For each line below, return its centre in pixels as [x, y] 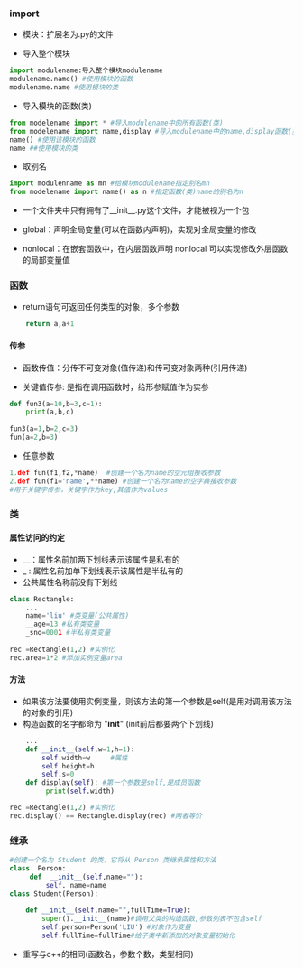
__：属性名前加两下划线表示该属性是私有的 [101, 559]
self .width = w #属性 [85, 758]
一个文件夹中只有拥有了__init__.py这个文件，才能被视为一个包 [136, 210]
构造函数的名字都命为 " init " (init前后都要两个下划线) [118, 723]
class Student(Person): [54, 894]
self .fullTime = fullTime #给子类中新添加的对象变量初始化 [139, 935]
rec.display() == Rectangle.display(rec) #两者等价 [106, 815]
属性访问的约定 [37, 538]
